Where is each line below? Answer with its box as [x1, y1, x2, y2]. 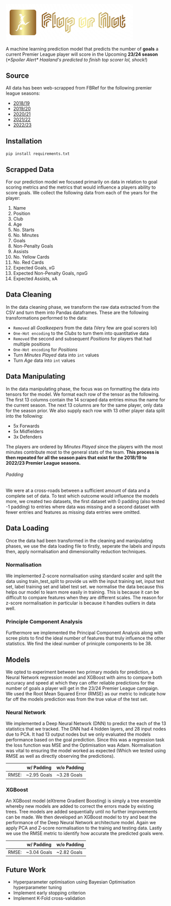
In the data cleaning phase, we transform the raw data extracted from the [6, 304, 160, 310]
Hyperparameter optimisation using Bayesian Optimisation [13, 878, 135, 885]
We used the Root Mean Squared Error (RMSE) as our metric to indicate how [6, 691, 166, 697]
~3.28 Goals [56, 772, 83, 778]
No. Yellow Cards [13, 254, 50, 260]
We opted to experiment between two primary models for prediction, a [6, 669, 154, 675]
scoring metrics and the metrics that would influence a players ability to [6, 184, 156, 190]
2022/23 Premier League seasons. [6, 460, 81, 466]
